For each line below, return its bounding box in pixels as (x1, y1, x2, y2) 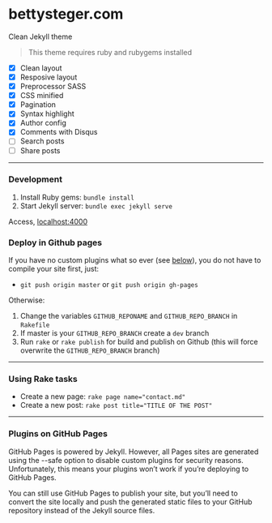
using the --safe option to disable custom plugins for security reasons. (8, 455, 244, 465)
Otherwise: (8, 295, 45, 305)
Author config (19, 118, 67, 128)
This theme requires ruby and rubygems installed (28, 47, 193, 57)
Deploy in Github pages (8, 237, 103, 248)
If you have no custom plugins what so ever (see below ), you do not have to (8, 255, 261, 265)
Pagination (19, 100, 57, 109)
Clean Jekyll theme (8, 32, 73, 41)
